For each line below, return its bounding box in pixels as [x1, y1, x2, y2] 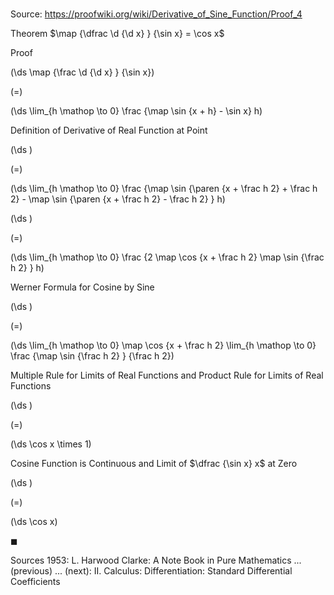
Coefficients [10, 576, 61, 588]
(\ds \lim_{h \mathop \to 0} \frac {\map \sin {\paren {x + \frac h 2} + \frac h [10, 183, 318, 195]
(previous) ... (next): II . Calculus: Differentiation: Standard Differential [10, 565, 293, 577]
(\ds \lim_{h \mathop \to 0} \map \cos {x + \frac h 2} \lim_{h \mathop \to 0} [10, 339, 317, 352]
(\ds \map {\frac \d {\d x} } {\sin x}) [10, 66, 155, 78]
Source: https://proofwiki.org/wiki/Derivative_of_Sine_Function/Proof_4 [10, 8, 303, 20]
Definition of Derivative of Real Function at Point [10, 124, 208, 137]
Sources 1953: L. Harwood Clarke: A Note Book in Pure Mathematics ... [10, 554, 302, 567]
